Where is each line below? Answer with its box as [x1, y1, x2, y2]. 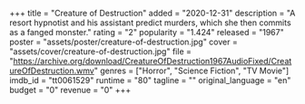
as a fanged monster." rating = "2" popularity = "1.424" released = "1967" [9, 27, 284, 37]
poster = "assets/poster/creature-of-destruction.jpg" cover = [9, 36, 238, 47]
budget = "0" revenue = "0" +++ [9, 85, 132, 95]
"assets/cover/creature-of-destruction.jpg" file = [9, 46, 192, 57]
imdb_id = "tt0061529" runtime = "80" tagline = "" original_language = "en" [9, 75, 291, 85]
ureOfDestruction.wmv [9, 65, 95, 76]
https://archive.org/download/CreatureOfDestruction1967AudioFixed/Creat [13, 56, 292, 66]
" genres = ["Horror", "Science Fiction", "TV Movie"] [93, 65, 290, 76]
